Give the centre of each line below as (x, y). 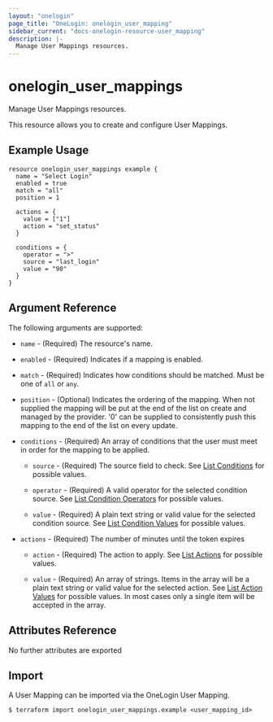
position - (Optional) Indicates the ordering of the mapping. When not (137, 399)
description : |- (36, 39)
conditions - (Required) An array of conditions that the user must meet (139, 441)
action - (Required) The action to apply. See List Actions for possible (147, 554)
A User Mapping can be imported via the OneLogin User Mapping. (119, 695)
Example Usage (49, 150)
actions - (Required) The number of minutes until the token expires (132, 539)
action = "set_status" (61, 226)
